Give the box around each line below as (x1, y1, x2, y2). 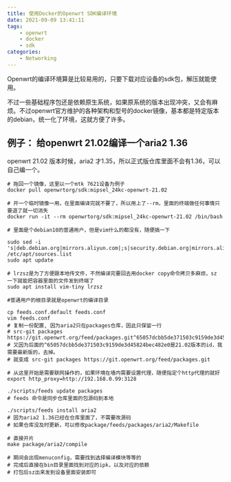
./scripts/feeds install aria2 (7, 407, 97, 414)
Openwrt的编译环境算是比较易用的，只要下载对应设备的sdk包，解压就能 (7, 74, 211, 83)
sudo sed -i (7, 238, 41, 245)
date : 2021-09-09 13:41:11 (7, 17, 85, 23)
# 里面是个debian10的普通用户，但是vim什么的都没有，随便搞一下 (7, 227, 170, 233)
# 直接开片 (7, 434, 34, 441)
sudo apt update (7, 256, 54, 264)
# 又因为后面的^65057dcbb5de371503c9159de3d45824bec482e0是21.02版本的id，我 (7, 342, 223, 348)
